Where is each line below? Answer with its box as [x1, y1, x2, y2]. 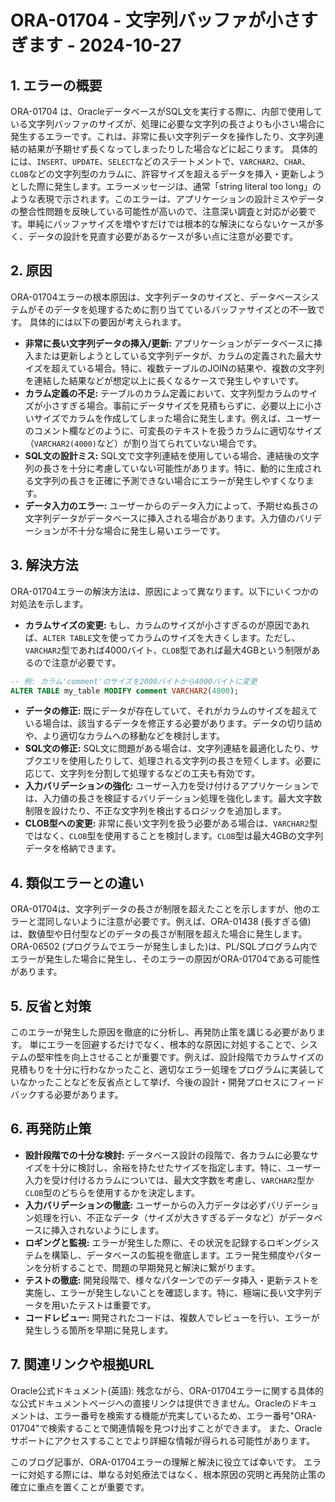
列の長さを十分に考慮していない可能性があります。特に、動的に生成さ [24, 462, 313, 474]
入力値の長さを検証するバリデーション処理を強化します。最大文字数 [42, 792, 323, 805]
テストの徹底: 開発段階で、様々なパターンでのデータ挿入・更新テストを [24, 1274, 320, 1286]
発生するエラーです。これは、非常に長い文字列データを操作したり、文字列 [10, 131, 316, 142]
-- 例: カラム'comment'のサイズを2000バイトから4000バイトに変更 [10, 676, 258, 686]
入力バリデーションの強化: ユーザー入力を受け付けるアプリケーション [24, 780, 311, 792]
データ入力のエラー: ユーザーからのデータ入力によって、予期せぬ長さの [24, 499, 319, 511]
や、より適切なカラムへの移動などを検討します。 [24, 730, 226, 742]
